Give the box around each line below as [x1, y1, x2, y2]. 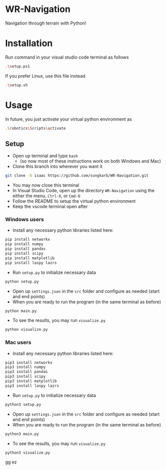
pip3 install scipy [5, 374, 46, 379]
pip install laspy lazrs [5, 260, 57, 265]
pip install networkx [5, 237, 50, 242]
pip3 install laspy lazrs [5, 383, 59, 388]
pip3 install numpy [5, 364, 46, 370]
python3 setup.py [5, 402, 41, 407]
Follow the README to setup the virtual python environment [12, 198, 136, 204]
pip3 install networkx [5, 360, 52, 365]
